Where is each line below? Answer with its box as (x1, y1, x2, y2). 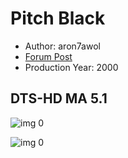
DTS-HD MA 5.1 (10, 90, 108, 107)
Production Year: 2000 (24, 61, 119, 73)
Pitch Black (10, 7, 106, 30)
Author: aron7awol (24, 40, 101, 52)
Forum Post (24, 50, 73, 62)
